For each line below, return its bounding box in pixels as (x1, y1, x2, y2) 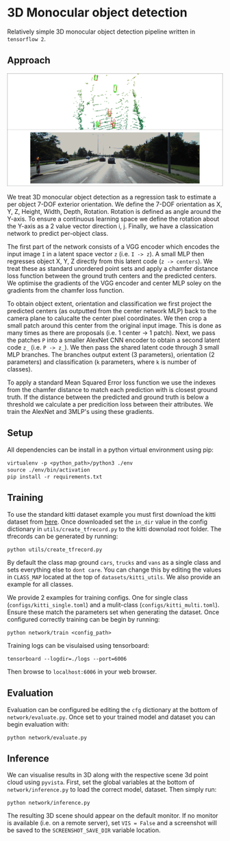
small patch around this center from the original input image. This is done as (7, 321, 222, 330)
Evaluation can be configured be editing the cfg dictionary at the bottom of (7, 705, 218, 714)
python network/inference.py (7, 800, 90, 807)
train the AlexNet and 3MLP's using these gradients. (7, 408, 154, 416)
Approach (7, 55, 51, 66)
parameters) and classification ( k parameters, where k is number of (7, 358, 197, 366)
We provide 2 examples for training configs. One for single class (7, 593, 188, 601)
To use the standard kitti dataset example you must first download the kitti (7, 510, 216, 518)
